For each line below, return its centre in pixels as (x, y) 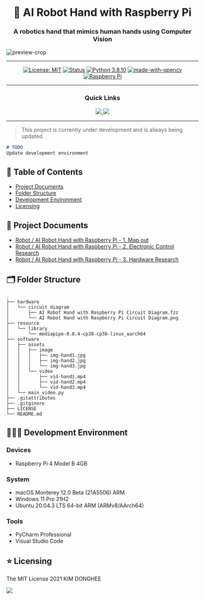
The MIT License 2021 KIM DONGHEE (54, 579)
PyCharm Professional (43, 535)
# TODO (15, 147)
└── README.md (24, 414)
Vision (103, 39)
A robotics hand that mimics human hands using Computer (103, 32)
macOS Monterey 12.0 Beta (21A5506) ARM (70, 492)
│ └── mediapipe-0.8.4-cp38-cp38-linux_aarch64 (76, 334)
